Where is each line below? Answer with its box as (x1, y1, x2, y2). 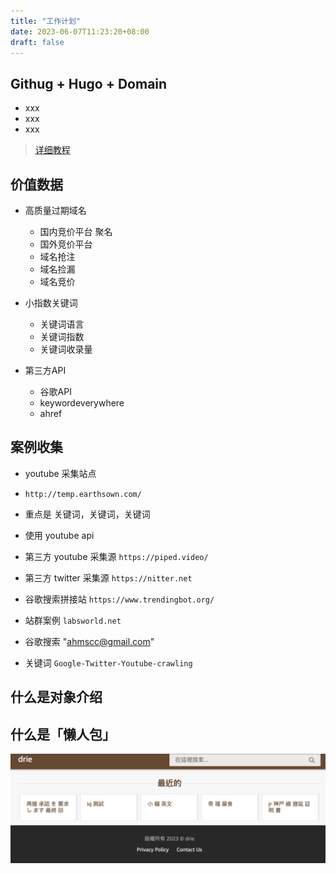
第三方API (24, 365, 67, 376)
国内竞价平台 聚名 (39, 226, 113, 237)
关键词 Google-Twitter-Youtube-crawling (24, 656, 193, 669)
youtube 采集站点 (24, 467, 97, 479)
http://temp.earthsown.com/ (24, 489, 142, 499)
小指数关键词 (24, 297, 78, 309)
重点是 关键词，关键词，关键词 (24, 508, 151, 520)
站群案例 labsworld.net (24, 614, 122, 626)
